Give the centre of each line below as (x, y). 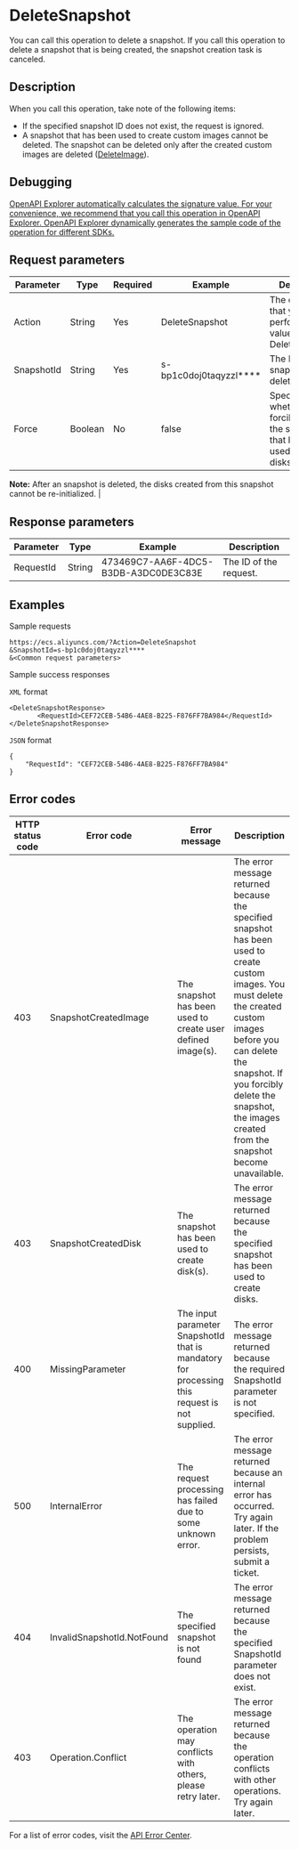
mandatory (199, 1358)
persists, (251, 1550)
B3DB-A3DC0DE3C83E (152, 573)
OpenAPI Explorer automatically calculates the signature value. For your (141, 203)
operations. (258, 1790)
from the (251, 1139)
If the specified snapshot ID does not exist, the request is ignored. (143, 126)
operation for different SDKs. (62, 231)
